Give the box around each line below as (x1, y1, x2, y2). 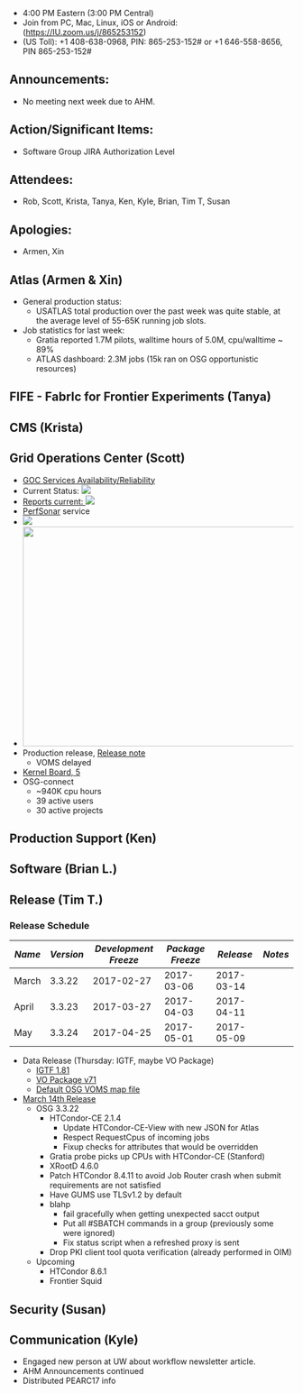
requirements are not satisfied (49, 1180, 161, 1191)
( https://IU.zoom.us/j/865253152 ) (22, 27, 147, 37)
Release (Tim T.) (9, 892, 104, 907)
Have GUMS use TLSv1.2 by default (49, 1189, 182, 1200)
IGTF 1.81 (35, 1065, 70, 1076)
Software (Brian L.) (9, 861, 117, 877)
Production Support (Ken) (9, 831, 157, 847)
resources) (35, 363, 77, 374)
